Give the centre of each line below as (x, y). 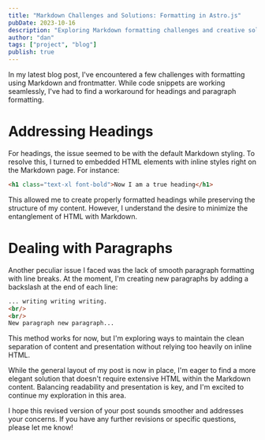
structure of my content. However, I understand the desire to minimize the (128, 208)
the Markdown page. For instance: (64, 170)
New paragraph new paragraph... (61, 323)
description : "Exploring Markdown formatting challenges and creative (127, 30)
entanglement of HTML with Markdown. (73, 216)
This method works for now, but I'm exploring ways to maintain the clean (126, 338)
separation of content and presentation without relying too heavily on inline (130, 347)
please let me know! (41, 427)
